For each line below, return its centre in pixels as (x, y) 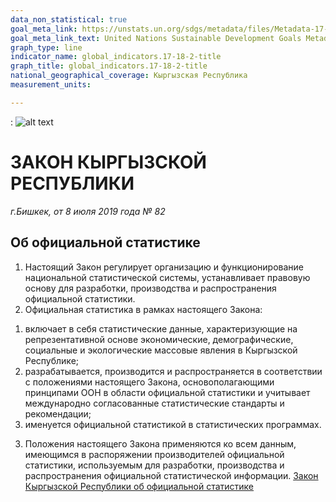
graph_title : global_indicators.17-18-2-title (109, 66)
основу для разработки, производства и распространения (150, 288)
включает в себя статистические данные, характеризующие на (161, 328)
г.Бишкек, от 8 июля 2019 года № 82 (88, 211)
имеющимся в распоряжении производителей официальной (154, 454)
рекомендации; (58, 413)
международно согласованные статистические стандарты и (154, 403)
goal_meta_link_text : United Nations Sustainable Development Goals (156, 38)
